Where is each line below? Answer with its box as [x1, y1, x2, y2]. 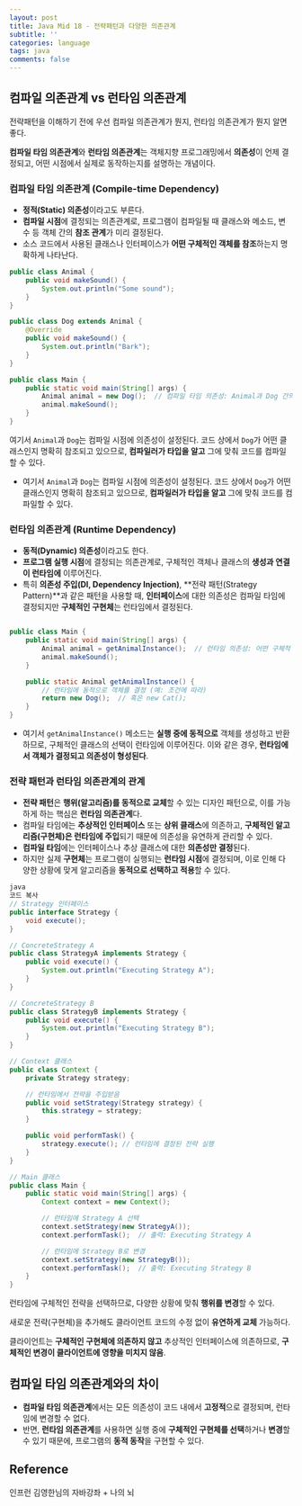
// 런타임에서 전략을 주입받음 [25, 1089, 120, 1098]
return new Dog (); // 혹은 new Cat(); [41, 694, 187, 703]
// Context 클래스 [9, 1057, 73, 1066]
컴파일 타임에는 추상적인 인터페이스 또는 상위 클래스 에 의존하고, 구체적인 [22, 820, 274, 830]
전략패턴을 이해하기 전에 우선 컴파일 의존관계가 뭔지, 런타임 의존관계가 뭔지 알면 [9, 116, 288, 127]
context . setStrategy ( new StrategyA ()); [41, 1223, 191, 1232]
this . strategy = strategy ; [41, 1107, 143, 1116]
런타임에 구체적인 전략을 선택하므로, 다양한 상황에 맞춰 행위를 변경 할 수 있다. [9, 1297, 275, 1309]
